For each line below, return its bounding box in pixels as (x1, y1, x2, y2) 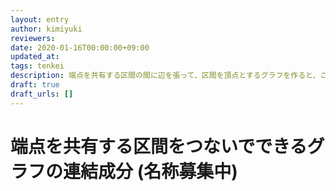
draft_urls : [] (10, 89, 74, 99)
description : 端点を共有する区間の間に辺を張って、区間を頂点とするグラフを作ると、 (10, 71, 321, 81)
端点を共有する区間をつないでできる (10, 135, 308, 158)
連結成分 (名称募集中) (63, 160, 238, 183)
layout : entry (10, 14, 70, 25)
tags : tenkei (10, 61, 65, 71)
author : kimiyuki (10, 24, 83, 34)
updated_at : (10, 52, 60, 62)
